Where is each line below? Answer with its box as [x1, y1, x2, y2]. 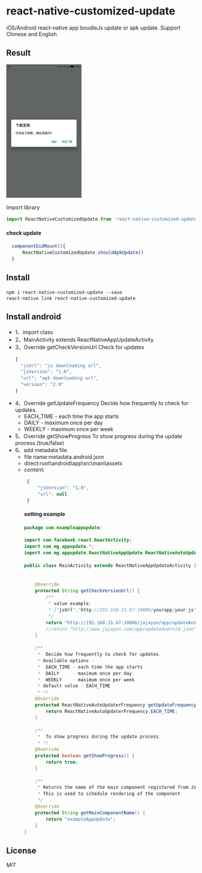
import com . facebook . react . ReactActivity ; [23, 537, 132, 544]
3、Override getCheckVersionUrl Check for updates [14, 343, 144, 351]
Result [6, 48, 31, 58]
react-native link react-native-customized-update [6, 295, 136, 301]
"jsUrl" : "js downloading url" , [20, 363, 102, 369]
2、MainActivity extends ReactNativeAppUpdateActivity [14, 335, 154, 343]
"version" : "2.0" [20, 382, 64, 388]
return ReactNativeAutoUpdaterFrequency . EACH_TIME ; [45, 708, 178, 714]
